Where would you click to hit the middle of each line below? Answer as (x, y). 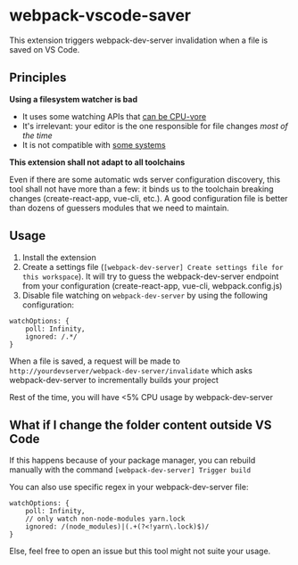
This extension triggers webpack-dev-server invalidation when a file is (139, 40)
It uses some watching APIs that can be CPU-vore (114, 116)
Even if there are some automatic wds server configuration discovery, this (145, 179)
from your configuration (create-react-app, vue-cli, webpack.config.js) (152, 285)
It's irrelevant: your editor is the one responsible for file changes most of (155, 126)
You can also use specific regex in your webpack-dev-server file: (129, 487)
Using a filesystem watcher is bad (74, 99)
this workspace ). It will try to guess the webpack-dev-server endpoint (150, 276)
